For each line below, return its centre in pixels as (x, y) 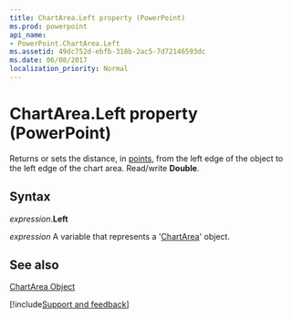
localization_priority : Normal (69, 69)
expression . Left (39, 219)
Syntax (30, 197)
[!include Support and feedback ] (69, 304)
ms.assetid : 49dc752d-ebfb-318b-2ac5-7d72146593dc (108, 52)
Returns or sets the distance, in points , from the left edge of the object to (146, 158)
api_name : (28, 35)
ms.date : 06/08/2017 (49, 60)
